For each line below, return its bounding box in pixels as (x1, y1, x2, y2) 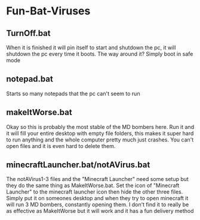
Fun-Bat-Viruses (6, 4, 91, 18)
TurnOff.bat (6, 28, 51, 38)
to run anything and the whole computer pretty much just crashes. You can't (6, 136, 194, 143)
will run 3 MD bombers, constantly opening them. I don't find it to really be (6, 201, 189, 208)
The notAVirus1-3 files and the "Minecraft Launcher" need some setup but (6, 176, 189, 183)
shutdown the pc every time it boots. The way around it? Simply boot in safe (6, 50, 193, 58)
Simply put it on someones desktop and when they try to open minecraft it (6, 195, 189, 202)
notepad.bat (6, 74, 54, 85)
